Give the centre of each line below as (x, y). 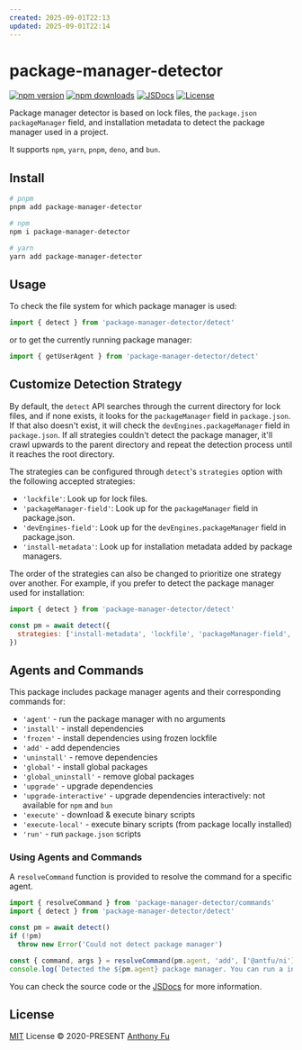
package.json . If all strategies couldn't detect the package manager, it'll (141, 434)
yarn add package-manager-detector (76, 256)
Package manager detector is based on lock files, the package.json (133, 113)
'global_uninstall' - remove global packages (108, 777)
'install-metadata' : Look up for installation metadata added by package (157, 546)
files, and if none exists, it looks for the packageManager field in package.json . (150, 415)
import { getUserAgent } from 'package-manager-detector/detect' (134, 357)
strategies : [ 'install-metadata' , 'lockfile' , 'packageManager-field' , (155, 634)
